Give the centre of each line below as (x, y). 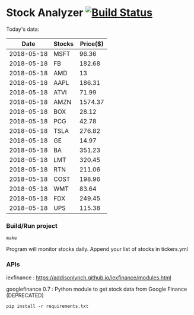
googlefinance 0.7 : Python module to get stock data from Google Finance (97, 289)
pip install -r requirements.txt (47, 306)
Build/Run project (32, 225)
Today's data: (23, 29)
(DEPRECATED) (25, 295)
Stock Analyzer (45, 13)
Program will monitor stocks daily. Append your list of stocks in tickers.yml (97, 249)
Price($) (92, 43)
